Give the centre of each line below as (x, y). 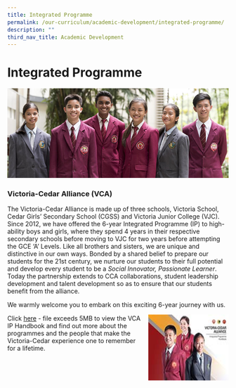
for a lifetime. (26, 349)
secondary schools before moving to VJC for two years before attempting (114, 239)
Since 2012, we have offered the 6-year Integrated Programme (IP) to (107, 224)
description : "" (31, 30)
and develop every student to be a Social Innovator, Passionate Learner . (112, 269)
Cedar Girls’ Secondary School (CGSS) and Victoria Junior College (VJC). (113, 216)
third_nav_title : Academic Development (66, 37)
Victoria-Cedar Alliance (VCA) (60, 193)
